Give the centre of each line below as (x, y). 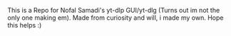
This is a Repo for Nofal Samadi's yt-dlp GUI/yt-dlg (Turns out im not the (114, 10)
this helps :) (25, 25)
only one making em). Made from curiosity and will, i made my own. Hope (115, 18)
